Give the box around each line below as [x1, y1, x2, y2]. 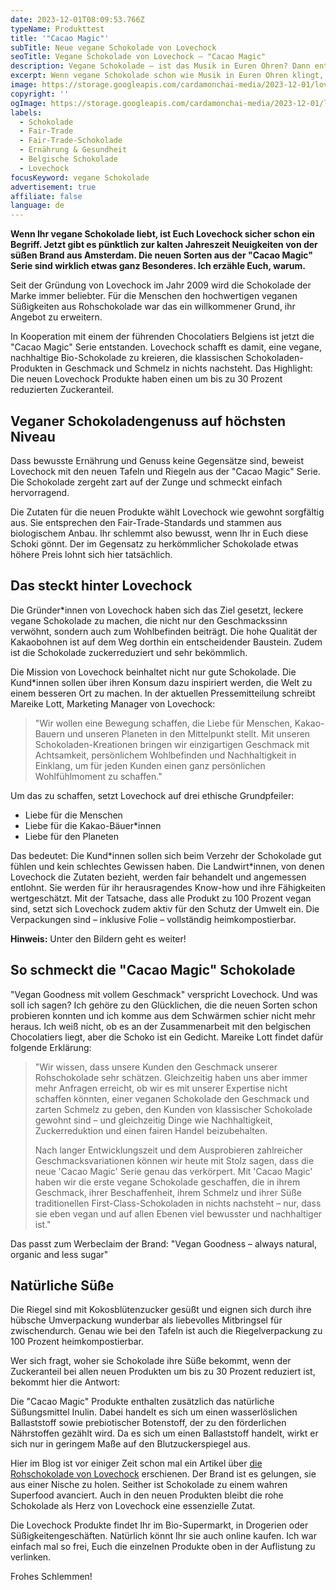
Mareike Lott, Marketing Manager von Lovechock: [10, 697, 216, 710]
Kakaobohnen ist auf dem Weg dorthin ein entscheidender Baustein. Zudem [10, 636, 323, 648]
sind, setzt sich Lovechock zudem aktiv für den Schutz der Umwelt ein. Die [10, 902, 320, 915]
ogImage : [10, 98, 47, 108]
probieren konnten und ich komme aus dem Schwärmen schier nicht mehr [10, 1009, 316, 1021]
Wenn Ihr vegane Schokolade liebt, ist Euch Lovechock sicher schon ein [10, 228, 316, 240]
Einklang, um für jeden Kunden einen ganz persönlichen [34, 759, 266, 771]
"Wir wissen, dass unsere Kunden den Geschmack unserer [34, 1061, 278, 1073]
